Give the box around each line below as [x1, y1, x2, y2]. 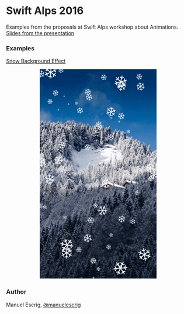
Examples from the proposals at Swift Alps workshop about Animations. [6, 23, 179, 30]
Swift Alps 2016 [6, 4, 84, 18]
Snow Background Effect [6, 57, 66, 65]
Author [6, 288, 27, 296]
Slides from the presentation [6, 29, 75, 36]
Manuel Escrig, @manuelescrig [6, 301, 81, 308]
